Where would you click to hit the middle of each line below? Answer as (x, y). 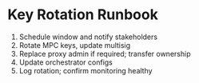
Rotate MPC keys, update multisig (75, 45)
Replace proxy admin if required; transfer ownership (105, 53)
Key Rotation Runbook (83, 15)
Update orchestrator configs (66, 62)
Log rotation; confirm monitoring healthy (86, 70)
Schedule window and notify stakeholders (88, 37)
